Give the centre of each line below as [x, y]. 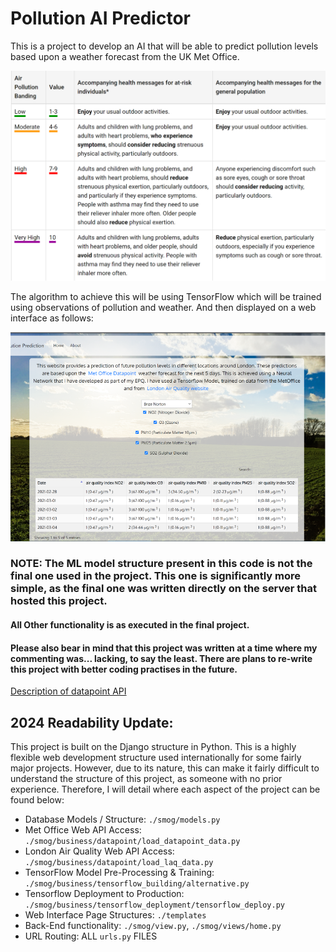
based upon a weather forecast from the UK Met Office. [125, 56]
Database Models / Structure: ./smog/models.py [122, 819]
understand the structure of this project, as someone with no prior [146, 779]
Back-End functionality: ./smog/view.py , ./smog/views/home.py [153, 926]
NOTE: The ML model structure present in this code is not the [161, 564]
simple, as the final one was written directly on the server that [164, 589]
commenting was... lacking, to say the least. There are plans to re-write [161, 658]
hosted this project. [59, 601]
